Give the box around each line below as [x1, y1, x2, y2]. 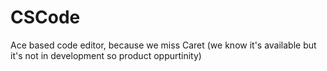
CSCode [10, 6, 81, 29]
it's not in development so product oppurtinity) [10, 49, 202, 61]
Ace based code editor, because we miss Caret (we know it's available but [10, 39, 317, 51]
